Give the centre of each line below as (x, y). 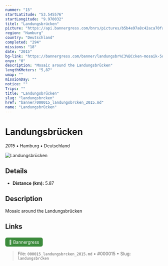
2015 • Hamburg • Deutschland (37, 146)
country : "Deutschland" (30, 38)
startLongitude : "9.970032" (34, 19)
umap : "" (14, 75)
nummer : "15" (19, 10)
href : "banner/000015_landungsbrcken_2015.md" (54, 103)
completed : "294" (23, 42)
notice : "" (16, 84)
